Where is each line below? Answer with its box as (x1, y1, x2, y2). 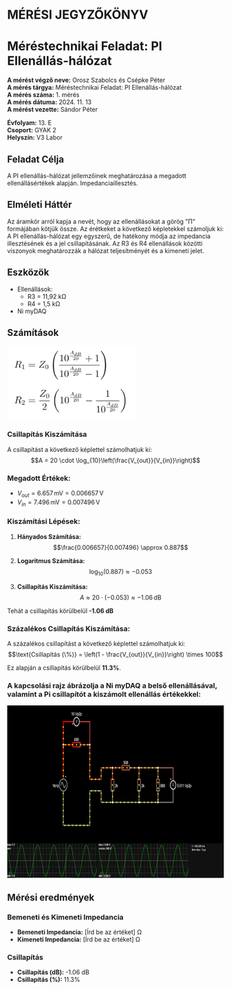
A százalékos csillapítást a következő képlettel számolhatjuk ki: (7, 639, 186, 648)
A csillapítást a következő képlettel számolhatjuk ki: (7, 445, 153, 453)
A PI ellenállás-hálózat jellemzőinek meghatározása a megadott (7, 171, 187, 179)
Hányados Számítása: (16, 532, 81, 541)
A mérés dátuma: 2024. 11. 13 (7, 98, 91, 106)
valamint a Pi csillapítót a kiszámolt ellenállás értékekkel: (7, 689, 201, 699)
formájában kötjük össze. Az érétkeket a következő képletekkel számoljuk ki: (7, 224, 224, 232)
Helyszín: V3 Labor (7, 133, 63, 141)
